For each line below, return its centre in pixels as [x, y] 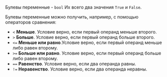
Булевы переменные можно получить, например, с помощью [72, 17]
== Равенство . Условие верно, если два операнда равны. [74, 64]
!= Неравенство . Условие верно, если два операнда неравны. [80, 69]
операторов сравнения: [31, 22]
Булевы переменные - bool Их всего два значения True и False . [73, 7]
